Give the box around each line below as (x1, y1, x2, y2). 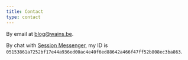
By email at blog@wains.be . (6, 30, 74, 37)
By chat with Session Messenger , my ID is (6, 42, 108, 49)
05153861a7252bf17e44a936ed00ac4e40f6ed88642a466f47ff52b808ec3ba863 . (6, 48, 183, 55)
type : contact (6, 14, 41, 20)
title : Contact (6, 8, 44, 15)
